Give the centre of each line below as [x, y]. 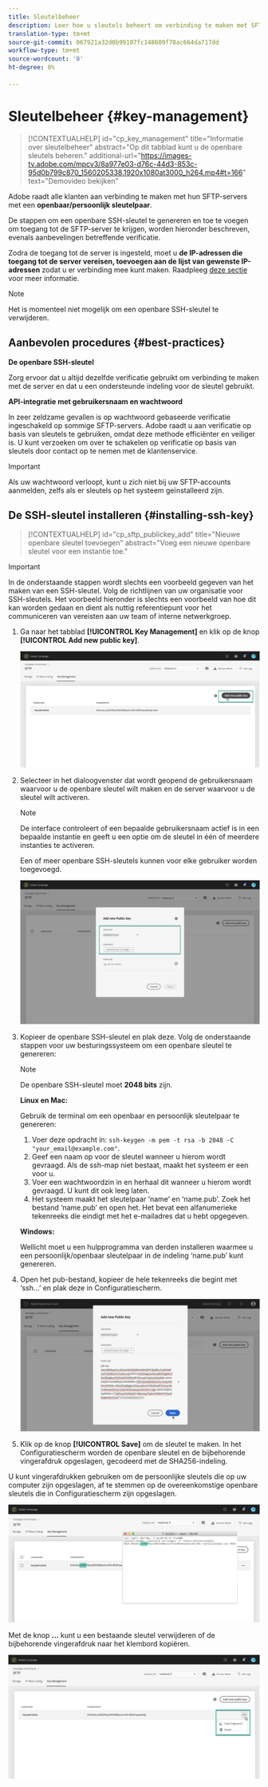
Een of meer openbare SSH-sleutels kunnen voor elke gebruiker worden [138, 861]
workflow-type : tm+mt [44, 51]
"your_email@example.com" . [76, 1148]
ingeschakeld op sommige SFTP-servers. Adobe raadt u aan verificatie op [130, 425]
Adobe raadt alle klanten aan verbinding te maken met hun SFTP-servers [128, 196]
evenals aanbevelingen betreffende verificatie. [85, 237]
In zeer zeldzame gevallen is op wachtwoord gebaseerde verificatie [120, 417]
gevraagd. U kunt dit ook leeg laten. [91, 1191]
